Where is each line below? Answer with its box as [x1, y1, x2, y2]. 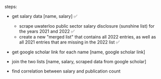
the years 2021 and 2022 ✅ [19, 29, 75, 34]
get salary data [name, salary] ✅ [11, 13, 78, 19]
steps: [4, 4, 17, 9]
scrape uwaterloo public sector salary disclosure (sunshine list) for [19, 23, 155, 29]
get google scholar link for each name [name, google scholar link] [11, 49, 146, 55]
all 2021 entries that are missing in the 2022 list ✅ [19, 39, 120, 45]
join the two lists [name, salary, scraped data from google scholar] [11, 59, 146, 64]
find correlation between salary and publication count [11, 68, 121, 74]
